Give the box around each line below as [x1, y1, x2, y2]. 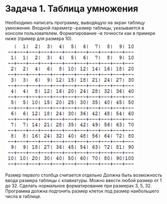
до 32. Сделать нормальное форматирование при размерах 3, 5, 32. [5, 182, 152, 188]
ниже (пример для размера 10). [5, 35, 73, 41]
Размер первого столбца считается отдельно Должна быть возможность [5, 172, 163, 178]
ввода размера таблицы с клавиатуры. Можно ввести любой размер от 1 [5, 177, 162, 183]
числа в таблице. [5, 193, 41, 199]
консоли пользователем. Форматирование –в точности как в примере [5, 30, 156, 36]
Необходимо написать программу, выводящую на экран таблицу [5, 19, 146, 25]
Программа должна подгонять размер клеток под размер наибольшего [5, 188, 160, 194]
